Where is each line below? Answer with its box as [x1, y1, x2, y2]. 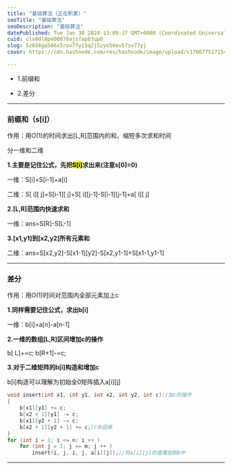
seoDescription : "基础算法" [7, 23, 84, 30]
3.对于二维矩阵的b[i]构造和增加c [7, 363, 99, 371]
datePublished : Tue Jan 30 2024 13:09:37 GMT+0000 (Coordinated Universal [7, 29, 227, 37]
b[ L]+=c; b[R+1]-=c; [7, 349, 67, 358]
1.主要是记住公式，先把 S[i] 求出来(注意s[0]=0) [7, 161, 138, 169]
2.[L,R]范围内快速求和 [7, 205, 70, 213]
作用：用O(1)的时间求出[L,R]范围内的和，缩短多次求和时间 [7, 132, 171, 140]
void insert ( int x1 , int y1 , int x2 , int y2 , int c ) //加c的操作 [7, 391, 192, 399]
